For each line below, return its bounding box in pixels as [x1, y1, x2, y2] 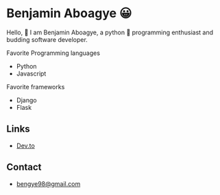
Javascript [16, 69, 47, 78]
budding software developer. [6, 35, 88, 43]
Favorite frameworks [6, 82, 65, 91]
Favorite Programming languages [6, 49, 101, 57]
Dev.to [16, 141, 35, 150]
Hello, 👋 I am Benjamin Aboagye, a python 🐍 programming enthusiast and [6, 28, 214, 36]
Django [16, 95, 37, 104]
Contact [6, 161, 42, 173]
